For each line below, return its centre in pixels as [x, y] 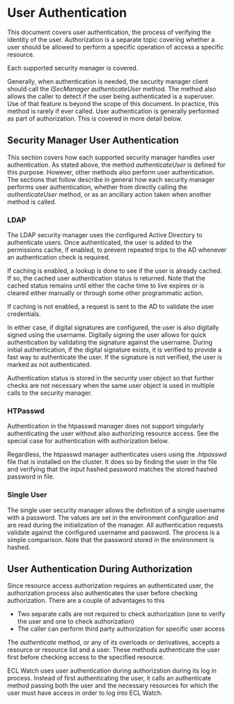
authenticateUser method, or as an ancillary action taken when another [109, 194]
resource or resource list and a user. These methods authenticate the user [114, 650]
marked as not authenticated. [49, 365]
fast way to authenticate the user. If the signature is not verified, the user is [115, 357]
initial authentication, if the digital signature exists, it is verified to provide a [114, 350]
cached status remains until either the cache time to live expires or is [106, 286]
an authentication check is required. [59, 257]
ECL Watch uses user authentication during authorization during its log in [112, 671]
